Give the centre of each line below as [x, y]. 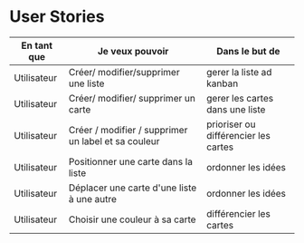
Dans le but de [248, 51]
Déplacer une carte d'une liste [133, 188]
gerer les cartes [240, 98]
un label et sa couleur [114, 141]
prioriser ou [231, 124]
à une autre [93, 199]
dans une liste [236, 109]
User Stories [57, 17]
